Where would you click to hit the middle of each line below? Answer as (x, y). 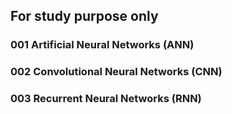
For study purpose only (84, 16)
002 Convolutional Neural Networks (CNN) (116, 72)
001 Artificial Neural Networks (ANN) (102, 45)
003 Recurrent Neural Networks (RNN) (106, 99)
